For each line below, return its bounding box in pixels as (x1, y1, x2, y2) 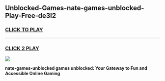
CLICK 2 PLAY (5, 45, 39, 52)
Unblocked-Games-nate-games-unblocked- (5, 4, 144, 12)
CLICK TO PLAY (5, 27, 43, 33)
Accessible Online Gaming (5, 70, 60, 76)
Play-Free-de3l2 (5, 12, 56, 20)
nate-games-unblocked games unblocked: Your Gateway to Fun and (5, 65, 147, 71)
